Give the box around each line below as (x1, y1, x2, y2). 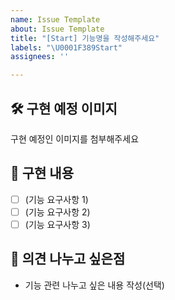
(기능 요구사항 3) (24, 218, 91, 230)
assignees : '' (10, 52, 70, 62)
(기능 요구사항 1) (24, 193, 89, 205)
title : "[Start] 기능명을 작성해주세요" (10, 33, 160, 43)
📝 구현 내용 (10, 165, 75, 182)
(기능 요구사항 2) (24, 206, 91, 218)
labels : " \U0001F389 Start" (10, 42, 123, 53)
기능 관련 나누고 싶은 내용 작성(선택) (24, 279, 165, 291)
